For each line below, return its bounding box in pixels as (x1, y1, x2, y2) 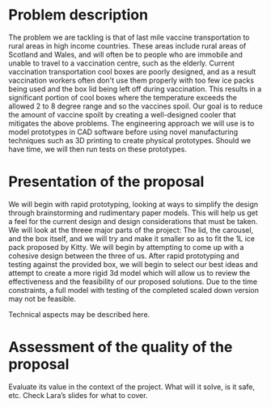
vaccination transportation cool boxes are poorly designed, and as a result (8, 66, 256, 76)
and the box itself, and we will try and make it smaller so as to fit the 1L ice (8, 233, 255, 244)
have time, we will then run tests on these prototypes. (8, 144, 188, 154)
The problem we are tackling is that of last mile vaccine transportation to (8, 32, 250, 42)
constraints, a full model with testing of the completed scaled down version (8, 285, 260, 295)
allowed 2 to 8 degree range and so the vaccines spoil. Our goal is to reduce (8, 101, 263, 111)
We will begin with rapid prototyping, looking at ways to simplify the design (8, 199, 259, 209)
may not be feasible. (8, 294, 77, 303)
